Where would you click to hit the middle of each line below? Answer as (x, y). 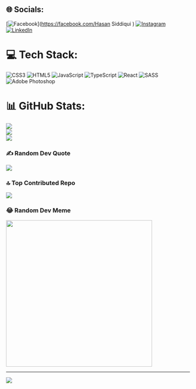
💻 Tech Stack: (42, 54)
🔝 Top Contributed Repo (41, 183)
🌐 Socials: (25, 10)
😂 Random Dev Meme (38, 210)
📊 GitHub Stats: (46, 106)
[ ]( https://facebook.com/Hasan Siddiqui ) (70, 23)
